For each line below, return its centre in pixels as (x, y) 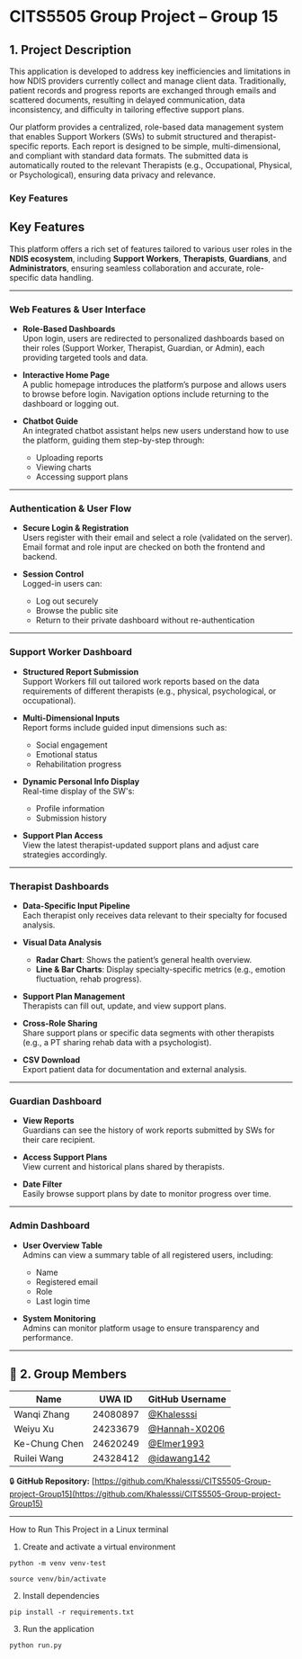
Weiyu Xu (34, 1430)
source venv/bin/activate (58, 1579)
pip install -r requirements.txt (72, 1612)
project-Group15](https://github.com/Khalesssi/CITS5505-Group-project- (145, 1494)
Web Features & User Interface (78, 309)
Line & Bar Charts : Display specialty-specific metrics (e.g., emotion (160, 969)
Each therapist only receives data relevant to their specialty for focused (155, 915)
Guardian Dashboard (55, 1101)
